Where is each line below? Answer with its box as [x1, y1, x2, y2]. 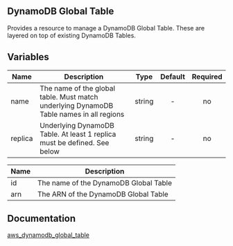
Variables [7, 51, 50, 63]
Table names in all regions [39, 109, 125, 119]
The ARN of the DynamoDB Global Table [37, 189, 169, 199]
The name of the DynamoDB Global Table [37, 178, 172, 187]
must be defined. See [39, 138, 110, 147]
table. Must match [39, 92, 98, 102]
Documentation [7, 213, 76, 225]
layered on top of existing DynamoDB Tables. [7, 31, 137, 39]
